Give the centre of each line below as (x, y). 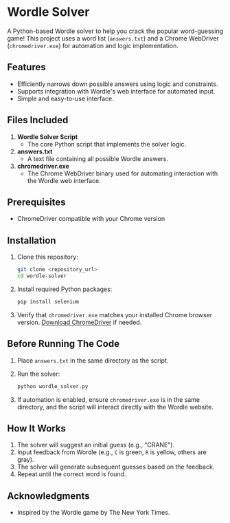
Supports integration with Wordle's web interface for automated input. (116, 91)
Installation (32, 241)
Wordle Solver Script (47, 137)
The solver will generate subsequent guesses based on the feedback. (116, 467)
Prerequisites (36, 202)
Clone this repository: (47, 257)
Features (26, 67)
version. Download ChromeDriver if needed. (79, 322)
